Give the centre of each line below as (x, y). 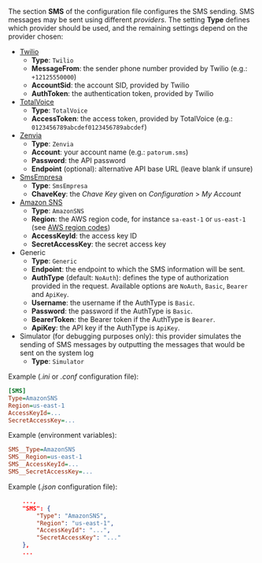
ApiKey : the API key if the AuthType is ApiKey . (105, 328)
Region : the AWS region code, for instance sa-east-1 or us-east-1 (138, 219)
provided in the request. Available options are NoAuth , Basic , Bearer (140, 286)
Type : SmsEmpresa (59, 185)
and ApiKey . (50, 294)
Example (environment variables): (63, 435)
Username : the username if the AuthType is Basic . (113, 303)
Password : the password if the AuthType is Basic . (112, 311)
